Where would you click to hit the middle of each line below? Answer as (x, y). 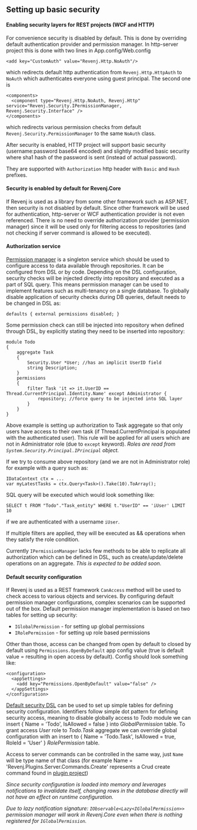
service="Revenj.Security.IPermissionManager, (64, 106)
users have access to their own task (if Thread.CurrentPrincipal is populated (98, 432)
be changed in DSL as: (34, 303)
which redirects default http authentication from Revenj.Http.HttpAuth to (94, 72)
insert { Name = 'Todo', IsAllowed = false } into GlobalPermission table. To (96, 724)
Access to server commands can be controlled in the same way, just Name (95, 755)
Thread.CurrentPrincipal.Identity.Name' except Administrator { (86, 394)
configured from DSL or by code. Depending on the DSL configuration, (92, 272)
